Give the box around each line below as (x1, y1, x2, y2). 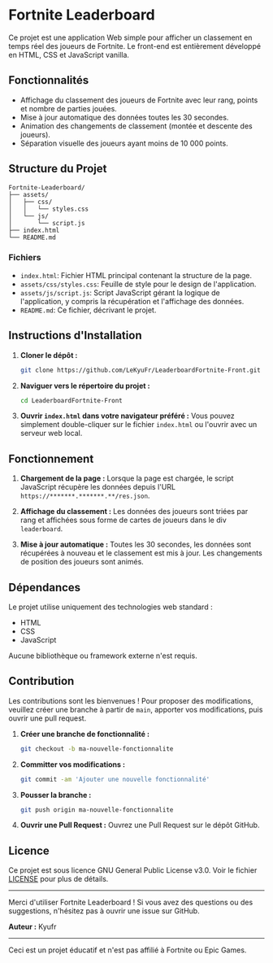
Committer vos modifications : (19, 759, 126, 769)
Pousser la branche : (19, 790, 92, 800)
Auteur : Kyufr (8, 922, 57, 932)
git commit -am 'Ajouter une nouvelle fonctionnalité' (19, 775, 210, 783)
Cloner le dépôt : (19, 350, 78, 359)
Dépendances (8, 580, 81, 595)
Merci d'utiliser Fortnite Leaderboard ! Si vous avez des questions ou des (8, 897, 253, 908)
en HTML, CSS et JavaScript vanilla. (8, 50, 130, 59)
